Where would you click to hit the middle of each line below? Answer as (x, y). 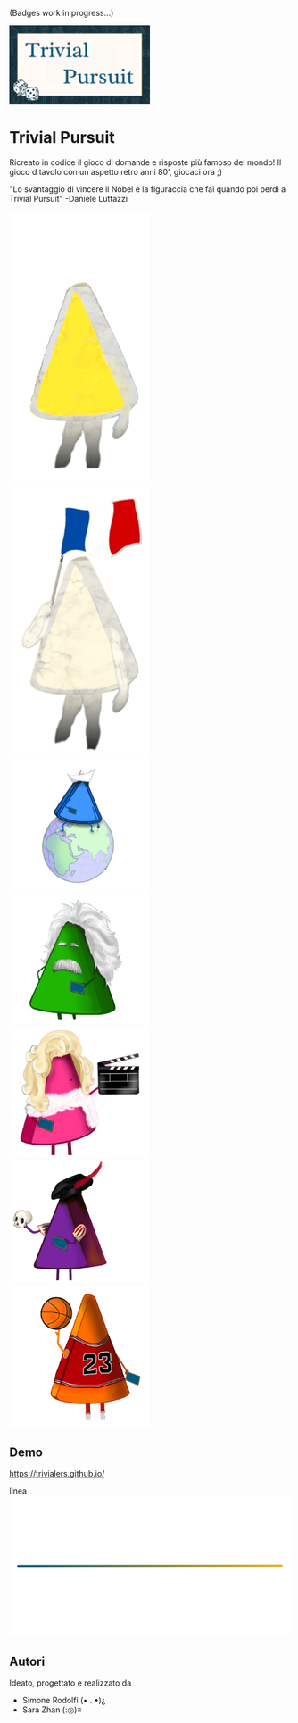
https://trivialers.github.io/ (57, 1474)
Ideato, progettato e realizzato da (70, 1683)
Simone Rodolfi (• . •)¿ (64, 1701)
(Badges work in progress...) (62, 13)
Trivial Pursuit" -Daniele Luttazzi (68, 198)
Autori (27, 1661)
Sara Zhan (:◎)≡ (52, 1710)
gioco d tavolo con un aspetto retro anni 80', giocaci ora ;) (116, 171)
